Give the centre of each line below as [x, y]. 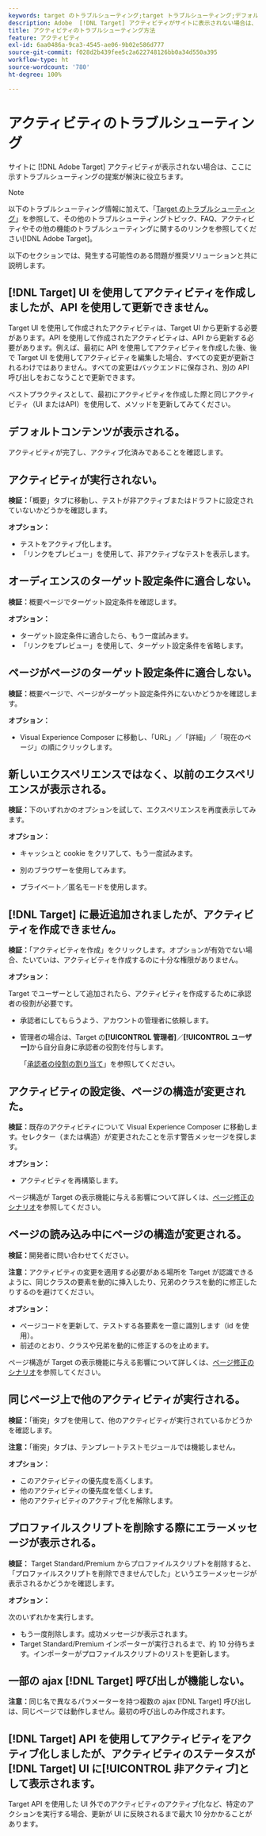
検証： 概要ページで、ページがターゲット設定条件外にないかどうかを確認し [129, 693]
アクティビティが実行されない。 [85, 479]
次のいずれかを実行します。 [53, 1617]
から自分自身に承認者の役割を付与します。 [99, 1047]
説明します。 [29, 265]
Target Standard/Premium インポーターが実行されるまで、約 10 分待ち [134, 1643]
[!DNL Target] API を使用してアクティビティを [120, 1739]
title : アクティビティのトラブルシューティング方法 [82, 30]
